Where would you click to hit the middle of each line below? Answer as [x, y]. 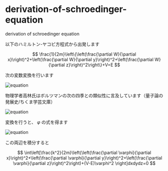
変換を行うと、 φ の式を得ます [37, 122]
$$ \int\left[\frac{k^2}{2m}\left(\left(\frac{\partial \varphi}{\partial [84, 152]
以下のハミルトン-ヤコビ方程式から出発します [52, 44]
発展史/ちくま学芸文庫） [30, 102]
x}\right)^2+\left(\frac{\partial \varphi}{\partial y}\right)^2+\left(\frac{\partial [84, 158]
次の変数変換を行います [29, 75]
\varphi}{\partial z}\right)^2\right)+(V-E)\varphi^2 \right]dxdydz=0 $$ [84, 163]
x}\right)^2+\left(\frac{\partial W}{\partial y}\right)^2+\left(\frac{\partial [80, 59]
